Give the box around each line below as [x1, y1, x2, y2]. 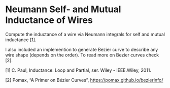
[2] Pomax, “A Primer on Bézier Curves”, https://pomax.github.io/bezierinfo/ [5, 77, 163, 83]
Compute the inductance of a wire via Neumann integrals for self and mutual [5, 31, 165, 37]
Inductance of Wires [5, 14, 93, 26]
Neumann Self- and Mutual [5, 4, 121, 15]
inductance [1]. [5, 37, 37, 43]
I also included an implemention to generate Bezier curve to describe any [5, 46, 158, 52]
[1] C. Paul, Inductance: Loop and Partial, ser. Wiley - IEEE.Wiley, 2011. [5, 67, 151, 73]
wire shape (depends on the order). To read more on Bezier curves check [5, 52, 159, 58]
